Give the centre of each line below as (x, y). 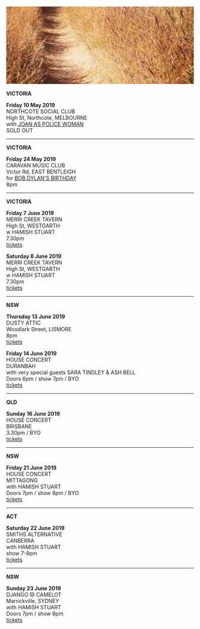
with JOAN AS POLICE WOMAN (45, 124)
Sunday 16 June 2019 (33, 414)
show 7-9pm (22, 553)
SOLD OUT (20, 130)
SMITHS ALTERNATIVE (34, 534)
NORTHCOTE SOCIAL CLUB (41, 111)
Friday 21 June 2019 (31, 468)
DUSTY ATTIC (24, 323)
